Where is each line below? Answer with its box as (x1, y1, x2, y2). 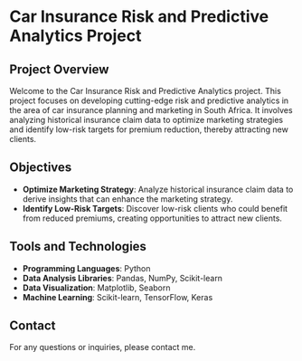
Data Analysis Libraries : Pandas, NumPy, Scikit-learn (22, 272, 223, 283)
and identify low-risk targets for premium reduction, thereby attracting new (9, 124, 289, 135)
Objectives (9, 160, 72, 176)
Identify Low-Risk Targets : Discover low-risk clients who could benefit (22, 203, 288, 214)
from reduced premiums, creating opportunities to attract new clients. (22, 213, 283, 223)
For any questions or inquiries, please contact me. (9, 342, 196, 353)
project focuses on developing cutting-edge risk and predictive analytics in (9, 95, 289, 106)
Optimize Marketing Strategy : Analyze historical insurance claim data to (22, 184, 294, 195)
